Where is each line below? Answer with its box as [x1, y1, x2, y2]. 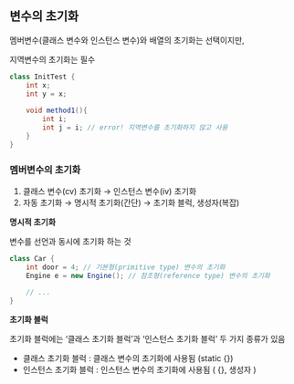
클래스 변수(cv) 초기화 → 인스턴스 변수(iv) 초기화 [22, 185, 197, 196]
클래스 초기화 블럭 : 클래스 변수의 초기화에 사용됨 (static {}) [22, 353, 234, 364]
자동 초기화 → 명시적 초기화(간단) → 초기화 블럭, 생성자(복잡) [22, 197, 240, 208]
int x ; [26, 80, 51, 89]
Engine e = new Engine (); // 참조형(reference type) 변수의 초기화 [26, 271, 271, 280]
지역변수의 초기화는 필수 [9, 54, 96, 65]
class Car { [9, 254, 55, 263]
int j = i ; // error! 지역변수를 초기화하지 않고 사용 [42, 123, 228, 132]
